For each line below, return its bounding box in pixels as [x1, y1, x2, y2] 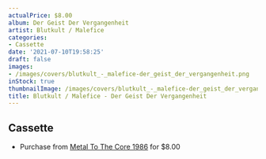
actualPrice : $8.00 [8, 11, 73, 20]
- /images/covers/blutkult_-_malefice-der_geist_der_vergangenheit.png [8, 70, 249, 78]
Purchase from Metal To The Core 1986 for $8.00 [19, 142, 180, 152]
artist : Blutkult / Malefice [8, 26, 104, 34]
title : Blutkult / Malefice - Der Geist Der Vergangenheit [8, 92, 207, 100]
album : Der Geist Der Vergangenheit [8, 19, 129, 27]
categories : [8, 33, 47, 42]
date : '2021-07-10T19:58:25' [8, 48, 104, 56]
